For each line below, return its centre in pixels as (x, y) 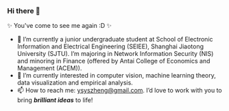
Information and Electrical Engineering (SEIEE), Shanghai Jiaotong (110, 46)
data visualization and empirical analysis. (75, 83)
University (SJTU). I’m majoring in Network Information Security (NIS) (115, 54)
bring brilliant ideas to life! (55, 100)
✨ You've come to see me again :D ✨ (59, 26)
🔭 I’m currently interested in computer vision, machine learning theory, (116, 76)
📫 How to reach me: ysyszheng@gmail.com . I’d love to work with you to (119, 91)
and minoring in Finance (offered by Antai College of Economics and (113, 61)
